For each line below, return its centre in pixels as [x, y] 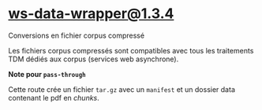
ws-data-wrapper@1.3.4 [91, 14]
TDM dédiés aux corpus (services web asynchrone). [94, 59]
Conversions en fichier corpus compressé [76, 35]
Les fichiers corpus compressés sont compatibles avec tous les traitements [131, 50]
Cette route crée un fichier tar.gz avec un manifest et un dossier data [122, 89]
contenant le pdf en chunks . [54, 97]
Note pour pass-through [47, 74]
